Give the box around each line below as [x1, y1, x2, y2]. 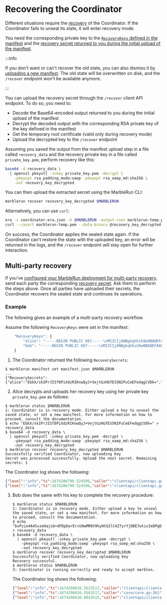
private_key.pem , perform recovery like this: [5, 156, 95, 163]
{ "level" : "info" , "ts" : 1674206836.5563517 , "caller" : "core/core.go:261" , [12, 591, 164, 596]
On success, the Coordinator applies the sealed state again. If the [5, 231, 139, 238]
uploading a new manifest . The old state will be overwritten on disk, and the [5, 70, 161, 76]
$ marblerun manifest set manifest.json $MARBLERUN [5, 366, 114, 371]
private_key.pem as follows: [12, 393, 70, 400]
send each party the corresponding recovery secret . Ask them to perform [5, 280, 156, 286]
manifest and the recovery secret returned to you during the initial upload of [5, 40, 161, 46]
